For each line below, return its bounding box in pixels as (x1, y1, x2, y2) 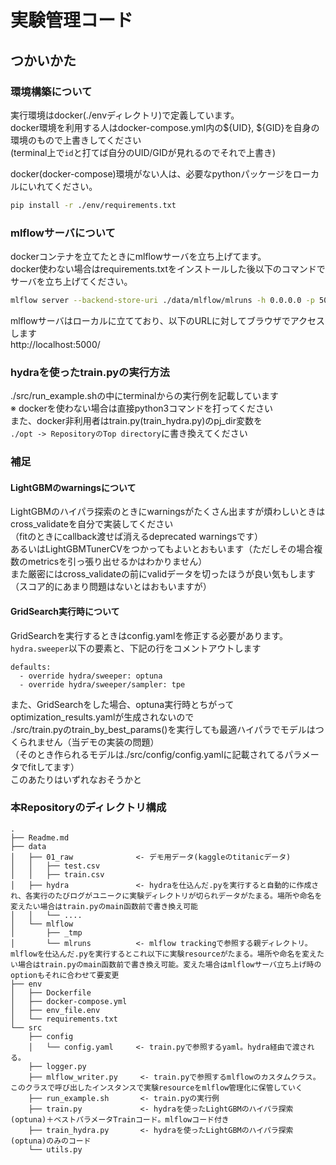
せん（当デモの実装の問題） (44, 736, 160, 748)
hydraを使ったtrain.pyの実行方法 (10, 365, 170, 379)
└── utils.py (28, 1144, 83, 1155)
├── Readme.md (10, 832, 70, 843)
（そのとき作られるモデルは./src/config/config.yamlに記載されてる (10, 748, 285, 760)
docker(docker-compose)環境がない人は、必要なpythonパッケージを (10, 167, 294, 180)
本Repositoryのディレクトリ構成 (10, 801, 167, 815)
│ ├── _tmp (10, 927, 83, 938)
